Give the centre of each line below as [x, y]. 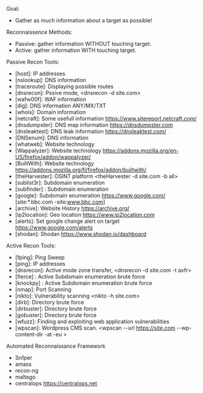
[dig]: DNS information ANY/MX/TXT [61, 106]
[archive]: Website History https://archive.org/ [72, 208]
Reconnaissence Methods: [39, 32]
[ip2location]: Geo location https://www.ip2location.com [85, 215]
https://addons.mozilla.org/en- [141, 151]
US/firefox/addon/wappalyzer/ [53, 157]
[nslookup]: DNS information [50, 80]
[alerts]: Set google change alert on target [67, 221]
